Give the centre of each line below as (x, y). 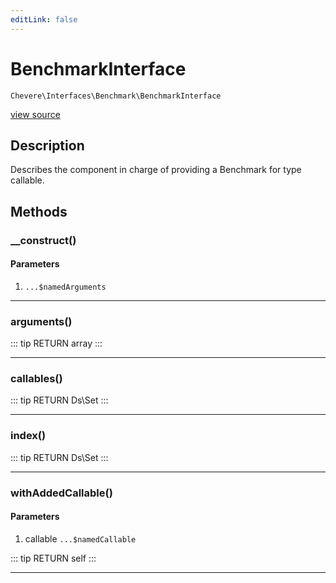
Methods (39, 211)
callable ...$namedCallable (80, 538)
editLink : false (44, 19)
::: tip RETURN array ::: (56, 343)
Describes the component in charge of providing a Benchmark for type (156, 170)
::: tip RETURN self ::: (53, 558)
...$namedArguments (65, 287)
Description (47, 145)
